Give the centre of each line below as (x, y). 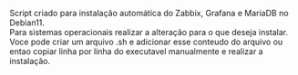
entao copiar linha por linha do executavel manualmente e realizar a (136, 52)
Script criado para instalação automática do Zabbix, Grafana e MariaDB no (149, 13)
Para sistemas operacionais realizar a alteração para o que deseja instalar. (149, 32)
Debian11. (27, 23)
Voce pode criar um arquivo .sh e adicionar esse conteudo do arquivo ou (146, 42)
